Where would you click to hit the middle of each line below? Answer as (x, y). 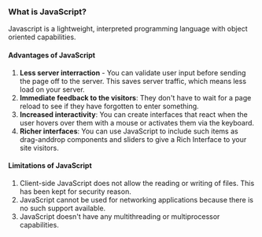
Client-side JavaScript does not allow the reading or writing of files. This (137, 183)
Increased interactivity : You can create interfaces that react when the (133, 114)
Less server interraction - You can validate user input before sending (133, 72)
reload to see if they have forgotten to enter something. (109, 106)
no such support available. (63, 208)
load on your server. (52, 89)
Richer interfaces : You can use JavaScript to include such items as (129, 131)
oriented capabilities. (42, 37)
